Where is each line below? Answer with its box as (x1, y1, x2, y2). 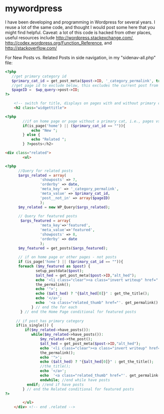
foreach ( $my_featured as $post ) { (18, 264, 91, 269)
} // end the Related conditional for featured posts (22, 387, 134, 391)
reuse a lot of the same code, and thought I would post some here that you (5, 24, 155, 30)
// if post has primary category (16, 319, 84, 323)
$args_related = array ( (18, 173, 67, 178)
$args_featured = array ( (20, 218, 71, 223)
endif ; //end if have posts (26, 382, 84, 387)
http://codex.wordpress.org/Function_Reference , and (5, 40, 112, 46)
